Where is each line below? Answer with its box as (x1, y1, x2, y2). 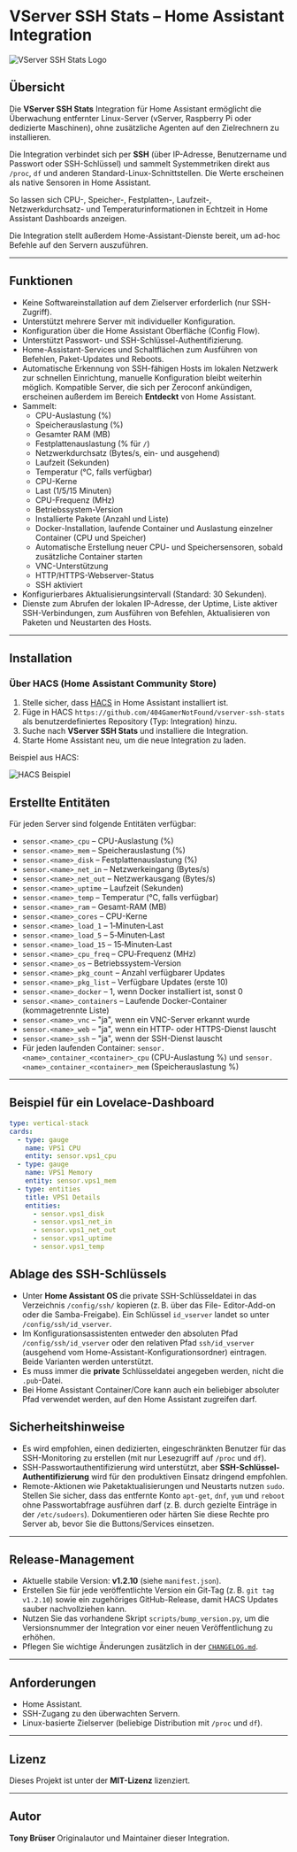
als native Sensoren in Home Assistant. (9, 177, 152, 188)
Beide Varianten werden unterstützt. (21, 1356, 154, 1367)
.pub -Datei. (21, 1375, 64, 1385)
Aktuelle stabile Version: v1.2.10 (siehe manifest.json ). (21, 1576, 222, 1586)
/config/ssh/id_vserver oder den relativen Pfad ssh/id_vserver (21, 1337, 255, 1347)
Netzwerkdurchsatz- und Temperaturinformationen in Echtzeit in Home (9, 204, 268, 214)
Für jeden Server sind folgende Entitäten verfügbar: (9, 819, 197, 830)
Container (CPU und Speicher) (34, 532, 147, 543)
